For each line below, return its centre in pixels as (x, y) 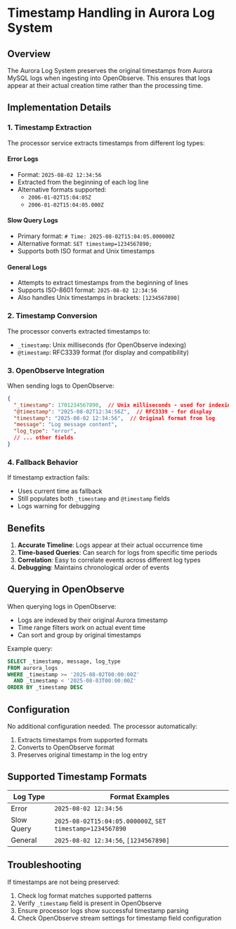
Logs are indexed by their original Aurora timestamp (93, 620)
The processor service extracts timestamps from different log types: (106, 143)
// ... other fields (44, 438)
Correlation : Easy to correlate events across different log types (109, 560)
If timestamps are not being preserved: (64, 882)
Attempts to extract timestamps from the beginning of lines (103, 283)
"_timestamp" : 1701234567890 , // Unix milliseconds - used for (110, 405)
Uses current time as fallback (60, 491)
